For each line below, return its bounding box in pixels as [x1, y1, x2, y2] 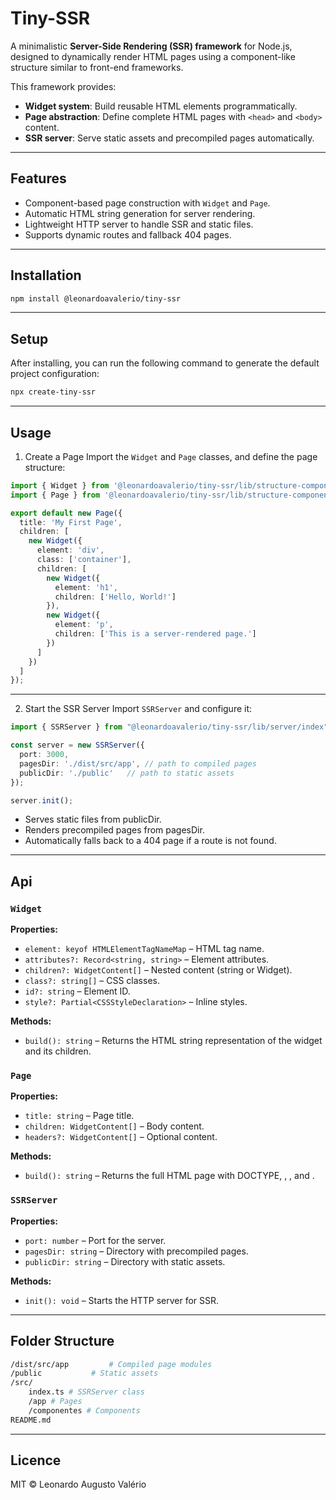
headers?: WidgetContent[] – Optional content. [24, 1131, 218, 1143]
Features [10, 170, 67, 187]
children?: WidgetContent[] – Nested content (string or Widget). [24, 964, 293, 976]
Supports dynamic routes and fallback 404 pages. [24, 228, 232, 241]
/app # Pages [28, 1397, 83, 1407]
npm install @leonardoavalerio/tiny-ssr [10, 293, 182, 304]
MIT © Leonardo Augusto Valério [10, 1478, 147, 1491]
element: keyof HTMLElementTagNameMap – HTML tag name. [24, 943, 265, 955]
